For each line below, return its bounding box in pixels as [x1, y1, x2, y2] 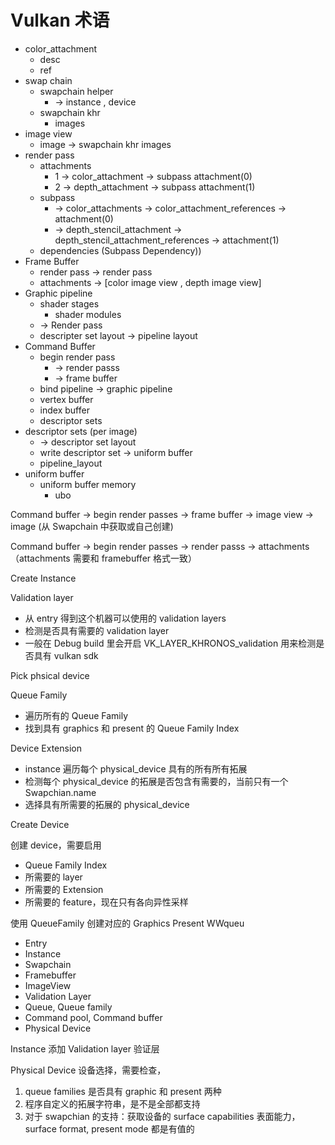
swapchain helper [39, 85, 114, 97]
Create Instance [10, 572, 77, 584]
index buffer [39, 404, 90, 416]
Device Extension [10, 742, 83, 754]
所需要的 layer [24, 871, 83, 883]
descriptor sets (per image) [24, 425, 138, 437]
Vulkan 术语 [10, 9, 110, 32]
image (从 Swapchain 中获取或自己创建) [10, 520, 174, 532]
